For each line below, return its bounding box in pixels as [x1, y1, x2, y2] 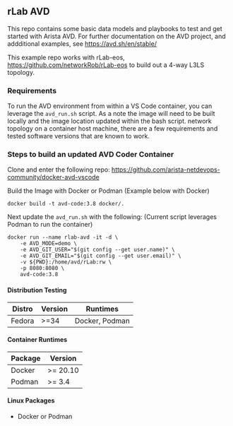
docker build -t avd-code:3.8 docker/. [7, 201, 125, 208]
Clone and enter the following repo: [7, 165, 111, 174]
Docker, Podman [74, 316, 131, 326]
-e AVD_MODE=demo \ [20, 240, 78, 247]
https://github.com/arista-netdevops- [112, 165, 220, 174]
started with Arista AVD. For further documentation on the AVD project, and [7, 32, 226, 40]
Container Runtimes [7, 336, 68, 344]
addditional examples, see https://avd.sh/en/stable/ [7, 39, 157, 48]
